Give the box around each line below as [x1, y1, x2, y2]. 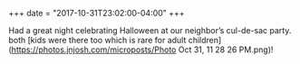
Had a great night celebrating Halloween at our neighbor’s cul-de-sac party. [8, 25, 292, 35]
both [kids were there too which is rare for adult [8, 35, 187, 45]
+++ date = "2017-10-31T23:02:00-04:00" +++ [8, 8, 185, 18]
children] [188, 35, 222, 45]
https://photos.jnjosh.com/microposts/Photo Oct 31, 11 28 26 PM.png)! [11, 44, 274, 55]
